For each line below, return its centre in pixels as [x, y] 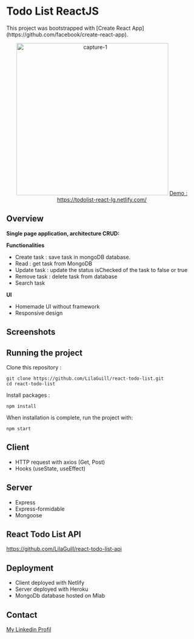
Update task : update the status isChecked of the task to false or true [101, 270]
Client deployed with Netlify [50, 583]
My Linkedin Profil [29, 630]
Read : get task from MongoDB [54, 264]
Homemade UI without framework [57, 306]
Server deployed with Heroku [52, 589]
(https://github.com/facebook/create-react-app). [67, 34]
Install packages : [28, 395]
